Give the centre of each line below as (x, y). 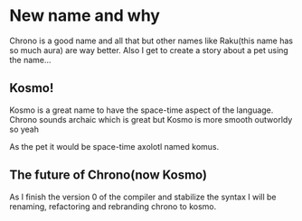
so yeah (24, 129)
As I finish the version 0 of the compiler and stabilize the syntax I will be (143, 197)
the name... (30, 60)
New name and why (85, 16)
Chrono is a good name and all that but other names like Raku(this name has (151, 41)
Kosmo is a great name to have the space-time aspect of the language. (142, 110)
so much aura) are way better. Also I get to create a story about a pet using (149, 50)
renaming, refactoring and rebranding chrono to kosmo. (113, 206)
